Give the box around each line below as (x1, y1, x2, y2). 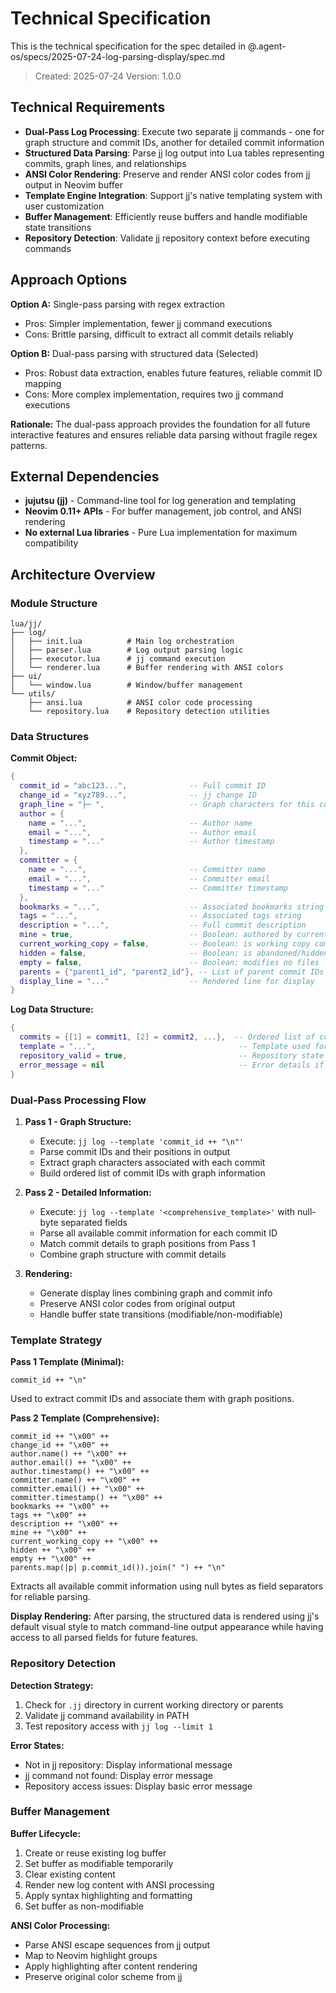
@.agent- (247, 40, 287, 52)
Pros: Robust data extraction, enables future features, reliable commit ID (24, 367, 323, 379)
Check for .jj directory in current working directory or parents (24, 1698, 284, 1711)
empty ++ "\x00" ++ (10, 1554, 92, 1564)
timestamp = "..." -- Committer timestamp (28, 883, 288, 893)
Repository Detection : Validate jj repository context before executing (24, 232, 310, 244)
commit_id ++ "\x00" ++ (10, 1432, 110, 1442)
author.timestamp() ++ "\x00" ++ (10, 1467, 150, 1477)
